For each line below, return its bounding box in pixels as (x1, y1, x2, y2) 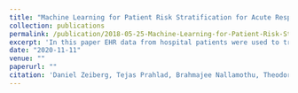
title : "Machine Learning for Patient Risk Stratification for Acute (9, 12, 272, 22)
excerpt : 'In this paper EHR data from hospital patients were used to (9, 37, 279, 47)
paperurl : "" (9, 63, 58, 72)
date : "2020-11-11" (9, 46, 82, 55)
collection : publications (9, 21, 105, 30)
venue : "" (9, 54, 46, 63)
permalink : (9, 29, 50, 38)
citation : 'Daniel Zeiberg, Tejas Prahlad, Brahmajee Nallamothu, (9, 71, 260, 80)
